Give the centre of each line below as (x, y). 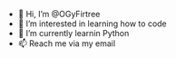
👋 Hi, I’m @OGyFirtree (59, 14)
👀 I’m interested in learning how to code (93, 24)
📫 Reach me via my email (67, 43)
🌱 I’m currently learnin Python (73, 33)
